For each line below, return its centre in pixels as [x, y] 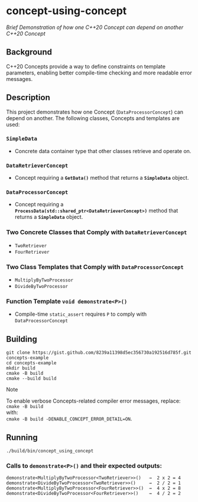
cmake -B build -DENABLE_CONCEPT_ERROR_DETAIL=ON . [69, 419]
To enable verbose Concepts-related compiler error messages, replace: [93, 401]
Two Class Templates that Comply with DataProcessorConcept [95, 267]
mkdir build [21, 368]
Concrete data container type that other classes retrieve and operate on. [103, 151]
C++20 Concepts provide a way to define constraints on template [86, 66]
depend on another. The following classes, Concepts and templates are [93, 118]
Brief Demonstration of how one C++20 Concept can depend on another [95, 27]
